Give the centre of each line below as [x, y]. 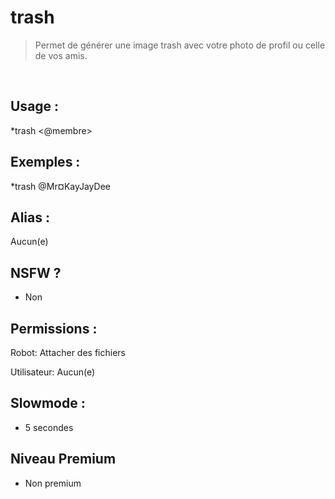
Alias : [30, 217]
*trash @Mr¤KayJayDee [60, 186]
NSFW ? [36, 272]
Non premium [53, 483]
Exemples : [45, 162]
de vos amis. [61, 55]
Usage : [35, 106]
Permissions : [54, 328]
